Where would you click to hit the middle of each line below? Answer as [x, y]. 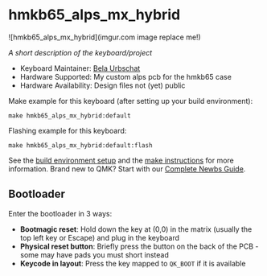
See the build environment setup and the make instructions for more [121, 160]
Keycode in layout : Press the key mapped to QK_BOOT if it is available [133, 263]
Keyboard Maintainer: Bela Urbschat [80, 68]
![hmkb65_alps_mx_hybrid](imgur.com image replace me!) [105, 37]
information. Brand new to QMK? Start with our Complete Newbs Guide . [127, 169]
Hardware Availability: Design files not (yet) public [103, 85]
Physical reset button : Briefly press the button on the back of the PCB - [139, 246]
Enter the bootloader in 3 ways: [60, 213]
